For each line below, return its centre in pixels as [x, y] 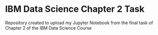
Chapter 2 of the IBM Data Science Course [49, 28]
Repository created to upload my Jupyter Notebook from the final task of [79, 23]
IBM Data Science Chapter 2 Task [75, 9]
